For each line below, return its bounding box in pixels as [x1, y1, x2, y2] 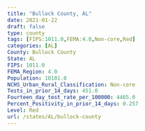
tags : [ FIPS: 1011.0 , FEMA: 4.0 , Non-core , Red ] [7, 36, 136, 43]
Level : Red [7, 107, 39, 114]
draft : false [7, 23, 45, 30]
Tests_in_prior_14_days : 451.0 [7, 87, 98, 94]
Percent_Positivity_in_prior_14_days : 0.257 [7, 101, 139, 107]
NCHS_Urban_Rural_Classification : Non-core [7, 81, 136, 88]
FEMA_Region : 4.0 [7, 68, 58, 75]
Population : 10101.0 [7, 74, 68, 82]
